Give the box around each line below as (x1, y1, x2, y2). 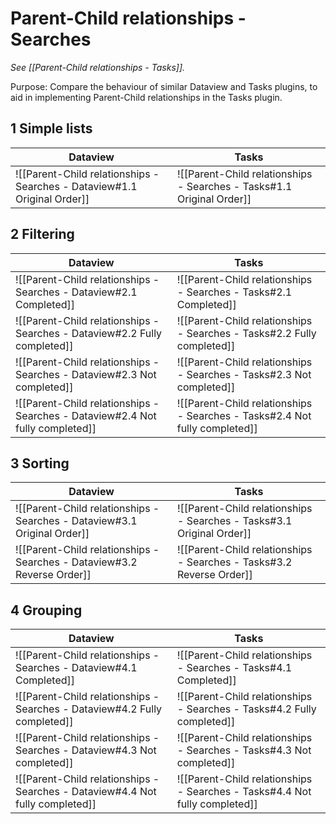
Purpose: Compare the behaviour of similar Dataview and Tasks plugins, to (10, 80, 318, 92)
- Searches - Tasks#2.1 (176, 285, 293, 299)
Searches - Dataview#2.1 (15, 285, 138, 299)
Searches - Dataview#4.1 (15, 661, 138, 675)
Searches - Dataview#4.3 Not (15, 743, 157, 757)
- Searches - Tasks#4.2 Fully (176, 702, 317, 716)
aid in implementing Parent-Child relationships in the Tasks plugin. (10, 91, 283, 103)
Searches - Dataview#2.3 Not (15, 367, 157, 381)
